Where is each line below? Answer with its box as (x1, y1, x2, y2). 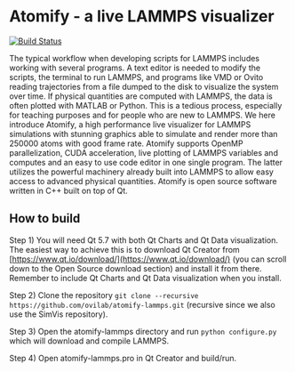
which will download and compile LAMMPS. (9, 336, 170, 346)
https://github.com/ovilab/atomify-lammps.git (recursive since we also (9, 299, 275, 310)
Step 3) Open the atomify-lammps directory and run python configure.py (9, 326, 277, 336)
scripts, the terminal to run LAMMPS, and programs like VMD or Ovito (9, 71, 264, 82)
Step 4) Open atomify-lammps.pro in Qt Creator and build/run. (9, 352, 237, 363)
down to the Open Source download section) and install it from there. (9, 263, 262, 273)
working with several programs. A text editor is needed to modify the (9, 62, 260, 73)
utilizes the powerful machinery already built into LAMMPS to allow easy (9, 166, 274, 177)
